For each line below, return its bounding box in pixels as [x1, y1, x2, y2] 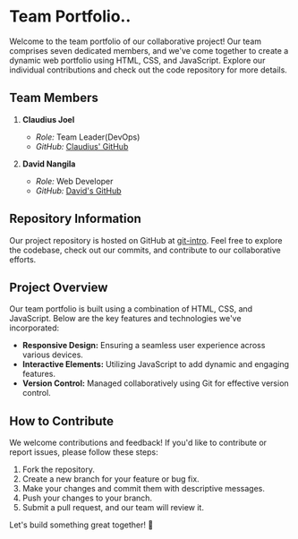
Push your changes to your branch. [21, 492, 153, 503]
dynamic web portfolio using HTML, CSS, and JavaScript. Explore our [9, 55, 266, 65]
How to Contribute [9, 414, 115, 429]
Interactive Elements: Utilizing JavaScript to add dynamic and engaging [21, 359, 289, 370]
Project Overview [9, 279, 108, 295]
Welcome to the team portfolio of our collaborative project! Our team [9, 36, 262, 47]
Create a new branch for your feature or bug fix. [21, 474, 200, 484]
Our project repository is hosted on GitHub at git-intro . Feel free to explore [9, 235, 283, 245]
